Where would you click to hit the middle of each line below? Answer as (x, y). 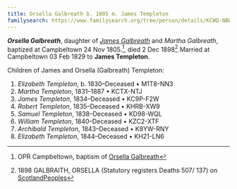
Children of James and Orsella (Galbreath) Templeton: (86, 71)
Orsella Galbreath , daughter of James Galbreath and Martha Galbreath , (113, 40)
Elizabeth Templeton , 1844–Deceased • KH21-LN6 (91, 136)
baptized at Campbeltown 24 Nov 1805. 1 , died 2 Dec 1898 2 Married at (109, 49)
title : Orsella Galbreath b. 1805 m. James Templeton (88, 14)
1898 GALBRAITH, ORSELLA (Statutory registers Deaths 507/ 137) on (117, 171)
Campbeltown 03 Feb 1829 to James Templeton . (79, 56)
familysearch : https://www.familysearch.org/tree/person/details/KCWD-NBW (120, 20)
